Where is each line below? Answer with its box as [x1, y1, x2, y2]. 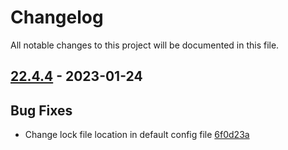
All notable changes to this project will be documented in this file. [10, 39, 280, 51]
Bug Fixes [10, 102, 73, 119]
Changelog [10, 6, 104, 29]
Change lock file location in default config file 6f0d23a [24, 129, 250, 141]
